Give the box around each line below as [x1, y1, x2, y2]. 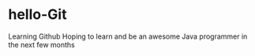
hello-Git [8, 6, 67, 24]
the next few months [8, 39, 75, 49]
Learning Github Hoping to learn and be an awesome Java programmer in [8, 32, 248, 41]
